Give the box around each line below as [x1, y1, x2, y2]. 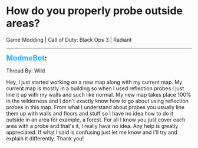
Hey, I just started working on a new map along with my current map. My [6, 78, 183, 85]
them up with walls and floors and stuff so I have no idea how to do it [6, 110, 174, 117]
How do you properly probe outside [6, 4, 183, 18]
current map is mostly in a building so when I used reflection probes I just [6, 84, 184, 92]
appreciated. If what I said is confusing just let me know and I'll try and [6, 129, 178, 136]
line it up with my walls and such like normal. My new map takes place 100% [6, 91, 192, 98]
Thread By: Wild [6, 67, 45, 74]
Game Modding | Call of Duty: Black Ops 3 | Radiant [6, 36, 132, 43]
